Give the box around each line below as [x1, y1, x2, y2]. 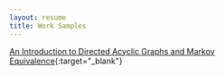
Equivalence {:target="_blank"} [9, 55, 124, 66]
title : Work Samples [9, 21, 88, 30]
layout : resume [9, 12, 67, 22]
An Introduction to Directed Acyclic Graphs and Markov [9, 46, 215, 56]
